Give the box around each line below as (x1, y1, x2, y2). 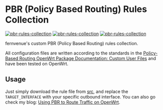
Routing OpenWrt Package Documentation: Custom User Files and (19, 55, 156, 61)
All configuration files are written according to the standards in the (5, 50, 142, 56)
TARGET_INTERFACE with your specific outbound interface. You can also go (5, 93, 155, 99)
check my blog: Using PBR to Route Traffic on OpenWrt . (5, 99, 120, 105)
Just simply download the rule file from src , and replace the (5, 88, 128, 94)
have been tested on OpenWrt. (5, 60, 69, 66)
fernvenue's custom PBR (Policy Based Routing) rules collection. (5, 40, 138, 46)
